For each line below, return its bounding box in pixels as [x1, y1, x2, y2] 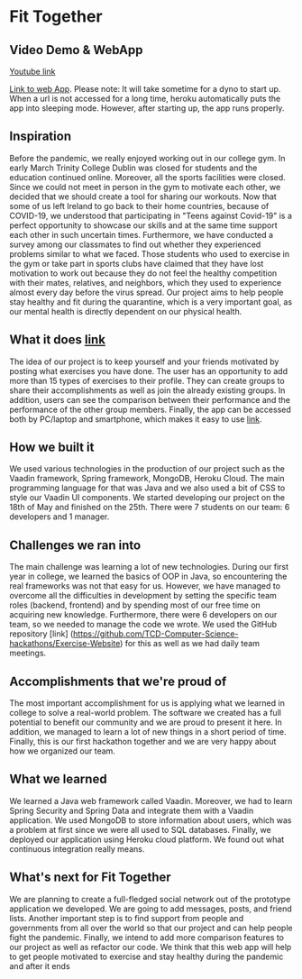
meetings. [9, 647, 47, 659]
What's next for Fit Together [9, 870, 171, 885]
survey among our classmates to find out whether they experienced [9, 239, 261, 250]
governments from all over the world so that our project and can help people [9, 922, 293, 933]
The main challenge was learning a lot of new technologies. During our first [9, 562, 289, 572]
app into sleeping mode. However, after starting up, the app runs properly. [9, 103, 285, 114]
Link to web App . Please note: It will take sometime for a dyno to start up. [9, 84, 281, 94]
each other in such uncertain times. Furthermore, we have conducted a [9, 229, 273, 240]
